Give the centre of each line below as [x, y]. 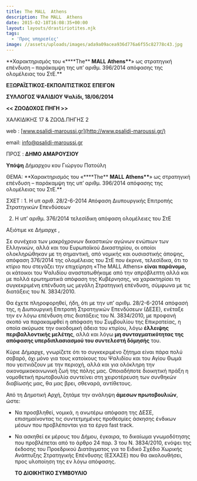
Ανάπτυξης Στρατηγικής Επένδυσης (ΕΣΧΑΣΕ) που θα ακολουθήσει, [98, 455]
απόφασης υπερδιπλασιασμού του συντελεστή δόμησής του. [84, 341]
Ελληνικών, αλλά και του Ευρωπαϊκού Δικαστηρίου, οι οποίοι [81, 247]
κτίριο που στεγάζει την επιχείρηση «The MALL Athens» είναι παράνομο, [96, 266]
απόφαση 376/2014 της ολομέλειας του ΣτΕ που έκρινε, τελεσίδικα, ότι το [97, 260]
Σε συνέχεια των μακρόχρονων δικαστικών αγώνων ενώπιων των [88, 241]
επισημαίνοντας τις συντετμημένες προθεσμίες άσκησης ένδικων [95, 418]
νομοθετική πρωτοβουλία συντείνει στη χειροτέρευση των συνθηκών [91, 377]
